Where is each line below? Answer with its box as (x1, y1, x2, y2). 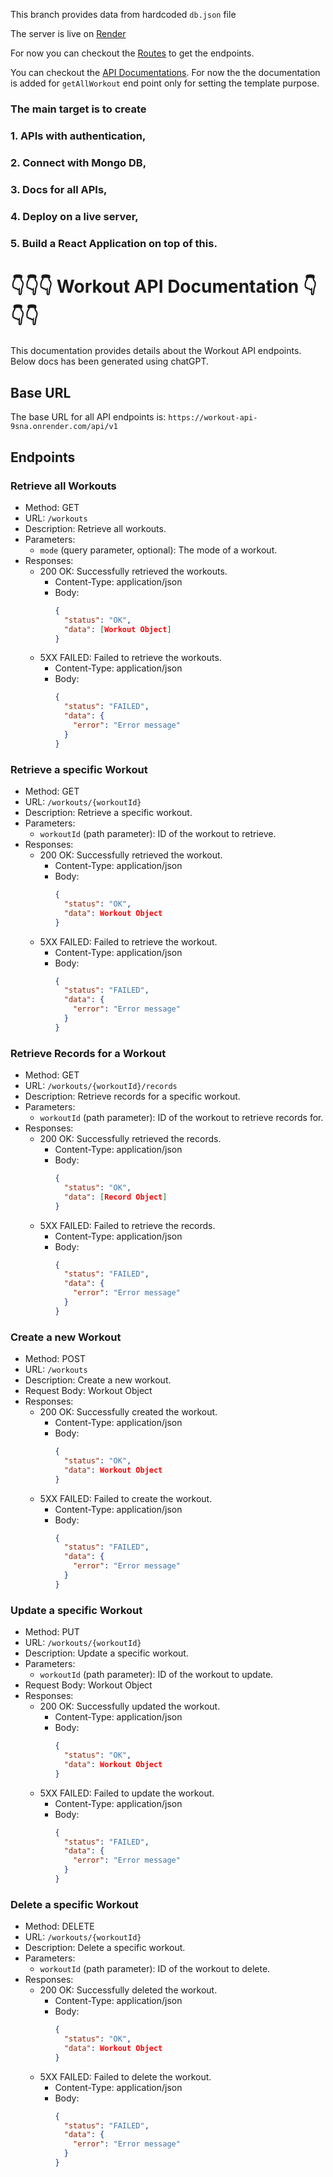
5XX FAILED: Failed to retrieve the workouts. (39, 652, 222, 664)
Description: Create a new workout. (24, 1374, 172, 1386)
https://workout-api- (168, 413, 258, 423)
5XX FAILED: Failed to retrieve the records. (39, 1219, 216, 1231)
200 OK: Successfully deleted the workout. (39, 1984, 218, 1996)
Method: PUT (24, 1626, 80, 1638)
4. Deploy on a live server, (10, 209, 139, 223)
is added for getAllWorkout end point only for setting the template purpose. (10, 77, 320, 89)
